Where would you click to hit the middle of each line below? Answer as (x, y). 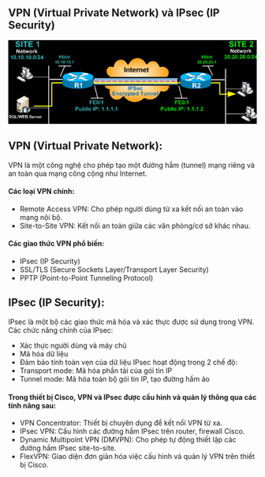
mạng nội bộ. (41, 217)
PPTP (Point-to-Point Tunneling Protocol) (86, 278)
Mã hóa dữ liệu (44, 353)
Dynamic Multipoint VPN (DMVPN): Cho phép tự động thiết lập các (128, 440)
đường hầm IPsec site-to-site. (68, 448)
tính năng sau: (32, 405)
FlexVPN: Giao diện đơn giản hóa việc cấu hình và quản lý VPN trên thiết (137, 457)
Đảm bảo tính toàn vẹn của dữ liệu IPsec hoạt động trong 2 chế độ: (129, 362)
